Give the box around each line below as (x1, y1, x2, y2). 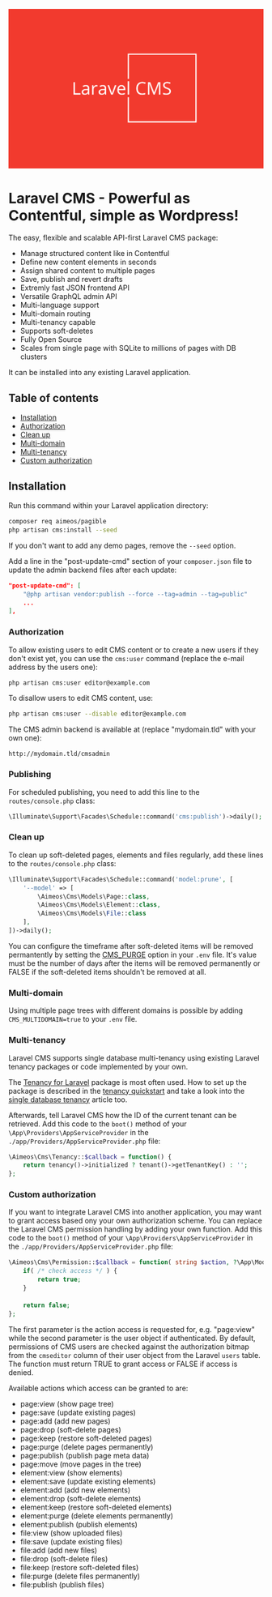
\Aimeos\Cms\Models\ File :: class (37, 909, 147, 918)
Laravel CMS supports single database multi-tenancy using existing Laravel (8, 1053, 261, 1062)
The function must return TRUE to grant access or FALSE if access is (8, 1359, 238, 1369)
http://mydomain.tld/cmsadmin (8, 750, 111, 758)
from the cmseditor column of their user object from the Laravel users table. (8, 1350, 261, 1360)
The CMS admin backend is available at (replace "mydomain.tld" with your (8, 724, 257, 734)
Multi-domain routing (19, 309, 91, 318)
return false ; (23, 1301, 70, 1309)
